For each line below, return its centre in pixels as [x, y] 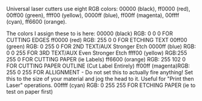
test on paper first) [30, 92]
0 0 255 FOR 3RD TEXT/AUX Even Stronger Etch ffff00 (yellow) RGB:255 [97, 53]
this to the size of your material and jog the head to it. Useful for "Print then [100, 79]
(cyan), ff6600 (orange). [36, 22]
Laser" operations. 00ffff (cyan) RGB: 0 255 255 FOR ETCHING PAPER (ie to [101, 85]
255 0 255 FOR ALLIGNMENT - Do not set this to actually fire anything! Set [99, 72]
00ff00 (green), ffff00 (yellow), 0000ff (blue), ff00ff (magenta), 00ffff [93, 15]
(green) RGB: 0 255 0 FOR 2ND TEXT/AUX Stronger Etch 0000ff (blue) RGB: [101, 46]
